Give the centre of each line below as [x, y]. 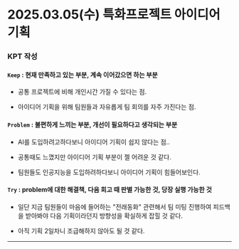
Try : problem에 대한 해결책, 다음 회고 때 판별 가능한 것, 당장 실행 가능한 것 [110, 190]
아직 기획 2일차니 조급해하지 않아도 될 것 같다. [81, 231]
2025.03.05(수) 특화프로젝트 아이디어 [114, 15]
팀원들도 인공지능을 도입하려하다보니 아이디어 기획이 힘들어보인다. [109, 172]
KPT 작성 [22, 56]
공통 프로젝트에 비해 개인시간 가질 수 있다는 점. [82, 92]
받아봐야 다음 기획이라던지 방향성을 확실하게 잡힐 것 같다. [104, 216]
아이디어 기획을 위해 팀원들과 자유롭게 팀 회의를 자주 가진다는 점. [107, 107]
